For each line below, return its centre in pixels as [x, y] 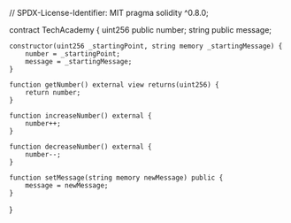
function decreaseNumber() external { [80, 147]
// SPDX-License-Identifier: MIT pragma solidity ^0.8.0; [109, 13]
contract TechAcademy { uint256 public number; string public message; [141, 30]
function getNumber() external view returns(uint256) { [114, 85]
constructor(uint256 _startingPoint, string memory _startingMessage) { [146, 46]
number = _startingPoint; [73, 54]
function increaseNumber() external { [80, 116]
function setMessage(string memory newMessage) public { [116, 178]
